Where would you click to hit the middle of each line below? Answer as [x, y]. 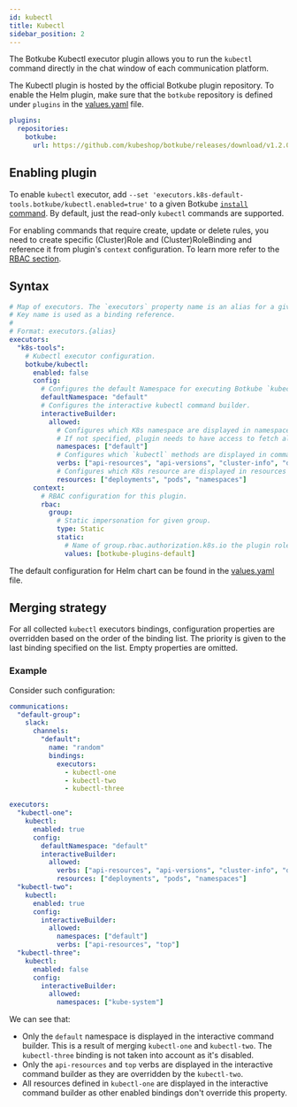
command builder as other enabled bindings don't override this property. [154, 1093]
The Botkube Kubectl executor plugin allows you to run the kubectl [131, 59]
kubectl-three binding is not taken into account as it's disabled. [138, 1056]
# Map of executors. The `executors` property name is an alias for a [142, 306]
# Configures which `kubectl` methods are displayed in [161, 455]
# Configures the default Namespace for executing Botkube [152, 389]
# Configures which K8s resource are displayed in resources [171, 471]
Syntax [29, 286]
